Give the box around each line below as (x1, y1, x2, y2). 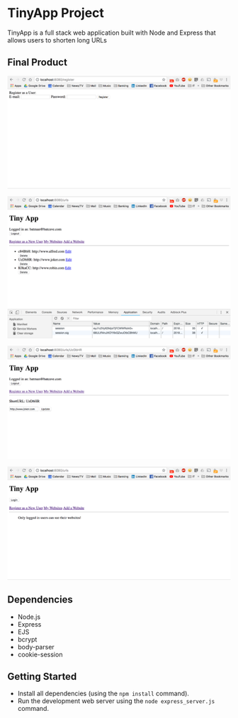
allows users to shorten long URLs (7, 35, 108, 44)
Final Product (7, 57, 67, 69)
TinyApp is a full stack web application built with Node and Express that (7, 28, 216, 37)
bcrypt (17, 635, 38, 644)
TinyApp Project (7, 5, 105, 21)
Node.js (17, 612, 41, 621)
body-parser (17, 642, 55, 651)
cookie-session (17, 650, 63, 659)
